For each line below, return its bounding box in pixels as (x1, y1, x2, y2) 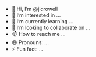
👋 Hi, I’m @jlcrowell (11, 6, 58, 12)
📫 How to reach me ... (11, 31, 66, 37)
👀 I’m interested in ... (11, 12, 61, 19)
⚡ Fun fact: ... (11, 45, 44, 52)
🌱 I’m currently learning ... (11, 18, 74, 24)
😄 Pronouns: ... (11, 39, 49, 46)
